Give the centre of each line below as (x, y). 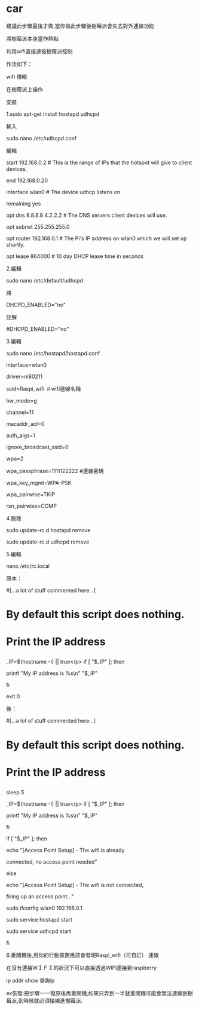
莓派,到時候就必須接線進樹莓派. (45, 1000)
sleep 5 (15, 792)
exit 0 (13, 696)
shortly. (16, 244)
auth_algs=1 (21, 435)
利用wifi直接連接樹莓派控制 (39, 51)
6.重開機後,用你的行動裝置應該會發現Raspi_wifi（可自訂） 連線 (83, 955)
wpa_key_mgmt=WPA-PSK (39, 483)
